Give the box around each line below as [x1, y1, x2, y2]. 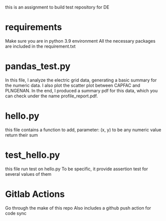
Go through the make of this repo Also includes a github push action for [5, 205, 151, 211]
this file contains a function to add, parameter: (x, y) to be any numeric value [5, 127, 162, 133]
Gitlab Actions [5, 188, 65, 200]
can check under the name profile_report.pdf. [5, 93, 98, 99]
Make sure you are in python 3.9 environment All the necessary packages [5, 38, 156, 44]
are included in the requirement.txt [5, 43, 76, 49]
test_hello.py [5, 149, 60, 160]
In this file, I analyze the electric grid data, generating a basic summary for [5, 77, 157, 83]
